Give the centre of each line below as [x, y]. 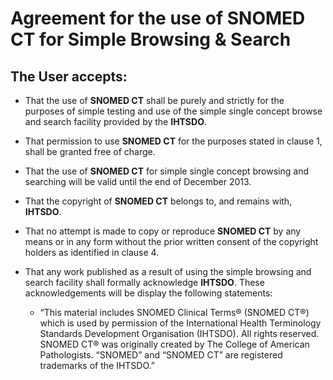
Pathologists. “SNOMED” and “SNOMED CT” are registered [161, 355]
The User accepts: [69, 76]
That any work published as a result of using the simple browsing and [168, 271]
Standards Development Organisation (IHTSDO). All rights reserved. [179, 333]
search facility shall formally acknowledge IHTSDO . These [144, 282]
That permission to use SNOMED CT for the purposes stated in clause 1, [173, 141]
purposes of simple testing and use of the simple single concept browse [173, 111]
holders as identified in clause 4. [92, 252]
